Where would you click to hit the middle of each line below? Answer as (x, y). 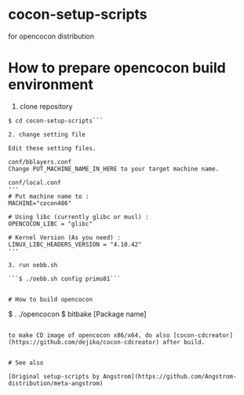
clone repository (46, 106)
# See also (26, 363)
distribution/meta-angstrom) (56, 383)
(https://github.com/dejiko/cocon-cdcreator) (84, 342)
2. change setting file (47, 134)
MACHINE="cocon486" (40, 203)
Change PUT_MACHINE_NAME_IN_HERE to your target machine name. (114, 169)
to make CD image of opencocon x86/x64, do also (89, 335)
